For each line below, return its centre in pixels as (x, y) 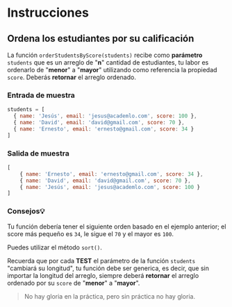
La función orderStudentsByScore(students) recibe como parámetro (105, 55)
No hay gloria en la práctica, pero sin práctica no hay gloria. (110, 296)
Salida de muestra (38, 153)
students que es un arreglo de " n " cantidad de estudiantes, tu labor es (108, 63)
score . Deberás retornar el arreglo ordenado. (72, 77)
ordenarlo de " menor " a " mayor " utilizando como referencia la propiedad (112, 70)
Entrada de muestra (41, 95)
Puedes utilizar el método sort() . (55, 247)
